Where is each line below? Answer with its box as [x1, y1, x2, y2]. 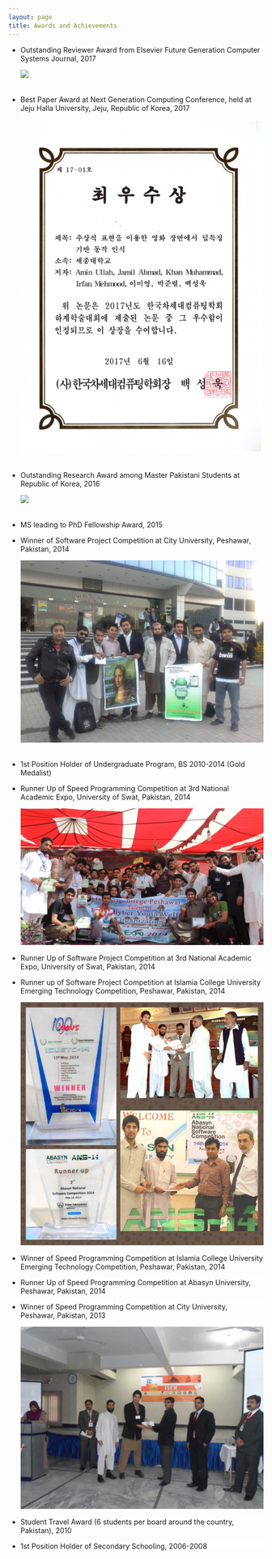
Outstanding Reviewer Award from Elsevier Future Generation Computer [19, 45, 261, 54]
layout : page [8, 13, 53, 21]
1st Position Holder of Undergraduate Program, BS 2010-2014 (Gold [19, 759, 245, 769]
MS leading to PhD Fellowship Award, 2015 [19, 519, 164, 530]
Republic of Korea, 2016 [19, 479, 100, 488]
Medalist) [19, 768, 52, 777]
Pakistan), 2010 [19, 1526, 72, 1536]
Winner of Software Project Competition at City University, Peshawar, [19, 535, 252, 545]
